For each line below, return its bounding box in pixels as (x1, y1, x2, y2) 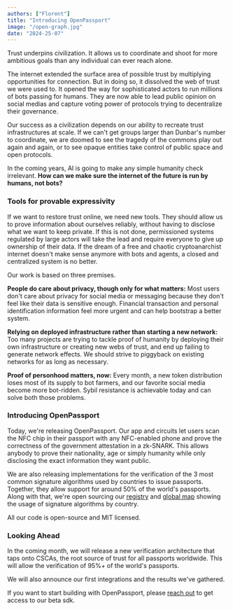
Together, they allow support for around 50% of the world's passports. (7, 485, 211, 493)
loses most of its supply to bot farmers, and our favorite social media (7, 378, 206, 387)
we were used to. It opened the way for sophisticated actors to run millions (7, 85, 223, 93)
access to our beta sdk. (7, 596, 76, 604)
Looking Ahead (7, 530, 60, 540)
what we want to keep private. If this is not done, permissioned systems (7, 227, 215, 235)
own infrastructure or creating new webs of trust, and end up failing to (7, 342, 210, 351)
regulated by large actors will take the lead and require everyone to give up (7, 235, 224, 243)
